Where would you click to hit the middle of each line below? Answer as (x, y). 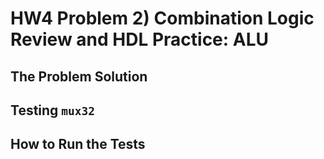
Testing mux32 (53, 110)
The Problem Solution (79, 76)
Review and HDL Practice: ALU (139, 39)
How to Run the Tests (78, 144)
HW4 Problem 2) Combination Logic (162, 18)
